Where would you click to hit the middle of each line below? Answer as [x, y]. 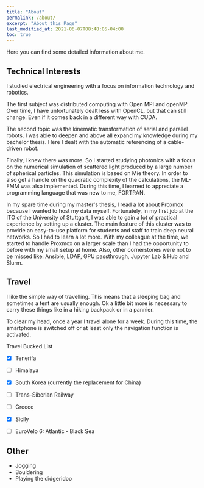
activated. [19, 334]
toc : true [19, 35]
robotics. [17, 92]
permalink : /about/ [31, 18]
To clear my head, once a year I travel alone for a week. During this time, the [102, 321]
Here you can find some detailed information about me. [76, 52]
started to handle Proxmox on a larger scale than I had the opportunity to [97, 243]
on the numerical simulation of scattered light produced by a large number [100, 167]
